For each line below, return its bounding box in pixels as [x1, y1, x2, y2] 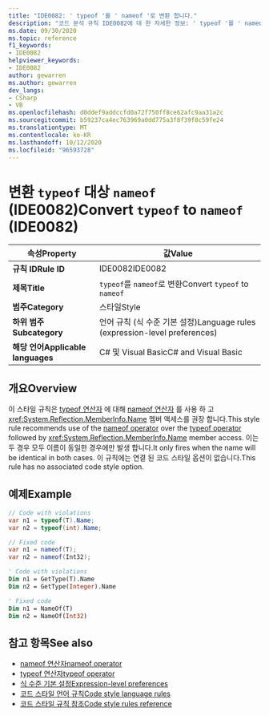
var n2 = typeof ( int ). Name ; [8, 524, 102, 532]
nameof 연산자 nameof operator [19, 659, 122, 669]
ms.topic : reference [8, 34, 78, 42]
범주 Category [12, 301, 64, 313]
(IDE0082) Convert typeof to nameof [8, 200, 243, 219]
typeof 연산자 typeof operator [19, 669, 115, 678]
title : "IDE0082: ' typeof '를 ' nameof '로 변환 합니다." [8, 11, 198, 20]
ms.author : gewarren [8, 79, 78, 87]
